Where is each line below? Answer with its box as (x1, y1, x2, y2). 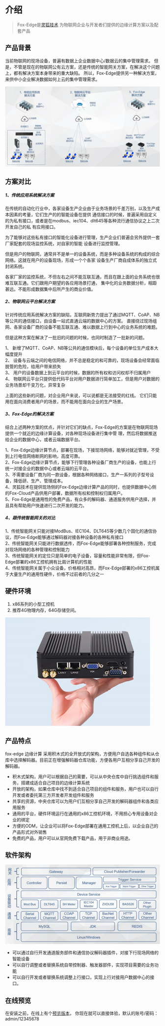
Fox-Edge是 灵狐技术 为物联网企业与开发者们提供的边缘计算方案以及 (17, 22, 155, 28)
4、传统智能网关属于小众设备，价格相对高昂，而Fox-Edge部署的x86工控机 (5, 565, 156, 571)
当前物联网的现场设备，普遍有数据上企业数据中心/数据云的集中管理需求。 (5, 58, 153, 64)
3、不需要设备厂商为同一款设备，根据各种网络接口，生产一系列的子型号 (5, 471, 150, 477)
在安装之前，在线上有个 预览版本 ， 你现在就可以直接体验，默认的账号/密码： (5, 1010, 159, 1016)
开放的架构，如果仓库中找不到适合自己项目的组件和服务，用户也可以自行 (12, 786, 159, 792)
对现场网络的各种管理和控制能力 (5, 546, 70, 552)
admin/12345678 (5, 1016, 39, 1022)
